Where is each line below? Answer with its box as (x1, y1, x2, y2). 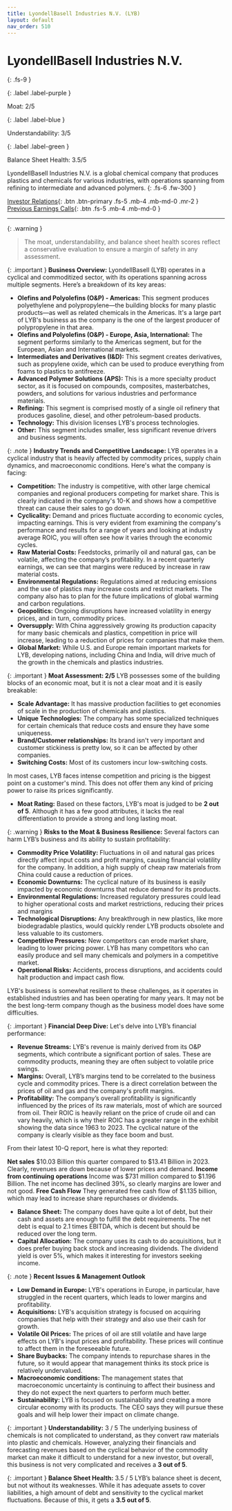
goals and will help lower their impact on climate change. (17, 1410, 180, 1419)
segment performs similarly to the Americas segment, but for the (17, 338, 202, 346)
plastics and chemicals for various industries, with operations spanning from (7, 177, 225, 185)
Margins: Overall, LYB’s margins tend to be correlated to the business (17, 1072, 216, 1081)
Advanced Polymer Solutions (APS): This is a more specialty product (17, 374, 216, 383)
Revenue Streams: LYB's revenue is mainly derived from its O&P (17, 1043, 202, 1051)
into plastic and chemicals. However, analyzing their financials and (7, 1438, 197, 1447)
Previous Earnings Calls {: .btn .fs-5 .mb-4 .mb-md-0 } (7, 204, 161, 213)
